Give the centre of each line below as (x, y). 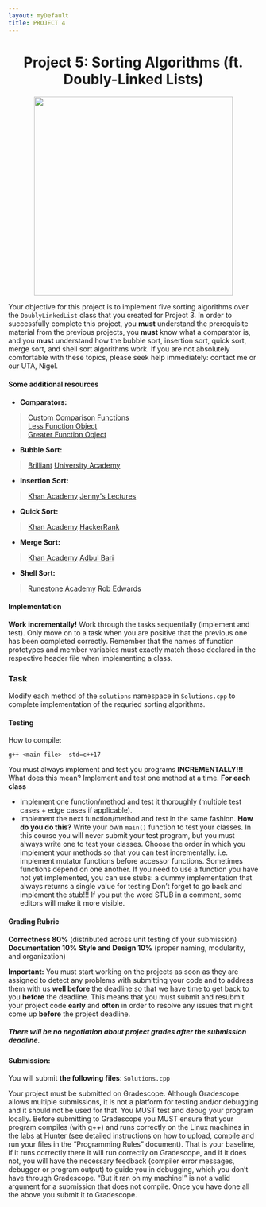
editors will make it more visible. (72, 903)
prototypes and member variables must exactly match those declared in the (132, 650)
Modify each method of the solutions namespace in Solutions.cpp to (122, 696)
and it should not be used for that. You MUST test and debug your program (131, 1111)
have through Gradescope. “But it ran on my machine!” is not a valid (119, 1178)
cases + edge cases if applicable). (76, 810)
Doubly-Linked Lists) (133, 79)
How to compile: (35, 740)
